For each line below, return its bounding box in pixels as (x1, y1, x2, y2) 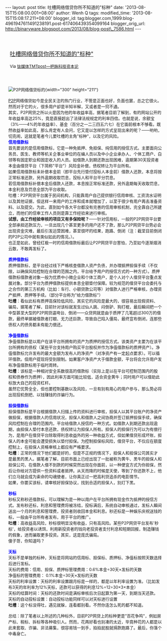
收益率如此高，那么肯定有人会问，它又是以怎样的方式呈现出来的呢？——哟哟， (12, 128, 163, 133)
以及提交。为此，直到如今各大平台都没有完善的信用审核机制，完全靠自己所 (16, 204, 158, 210)
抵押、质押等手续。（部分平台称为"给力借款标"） (12, 292, 103, 298)
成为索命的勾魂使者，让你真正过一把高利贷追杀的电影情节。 (28, 474, 142, 480)
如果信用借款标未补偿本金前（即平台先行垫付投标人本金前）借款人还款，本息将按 (8, 169, 163, 174)
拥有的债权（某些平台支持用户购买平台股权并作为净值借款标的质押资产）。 (16, 344, 156, 350)
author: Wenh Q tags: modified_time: (56, 10, 131, 16)
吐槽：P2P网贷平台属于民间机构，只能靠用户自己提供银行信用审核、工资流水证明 (8, 192, 162, 198)
